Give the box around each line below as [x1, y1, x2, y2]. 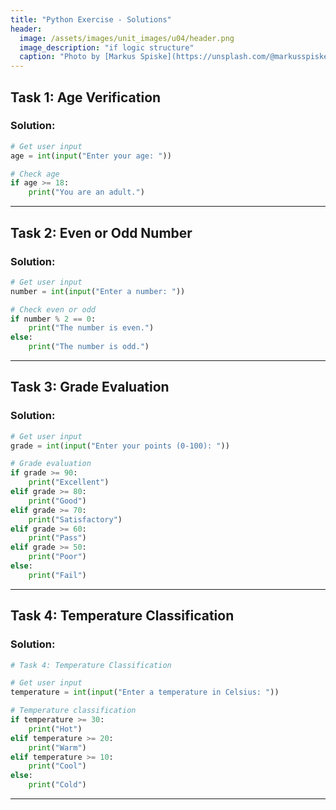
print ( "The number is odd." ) [28, 342, 150, 352]
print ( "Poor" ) [28, 552, 87, 562]
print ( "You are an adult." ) [28, 187, 145, 198]
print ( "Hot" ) [28, 724, 83, 734]
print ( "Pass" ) [28, 533, 87, 543]
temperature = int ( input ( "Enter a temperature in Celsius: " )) [10, 687, 280, 698]
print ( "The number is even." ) [28, 323, 155, 333]
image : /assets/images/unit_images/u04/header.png [19, 33, 235, 43]
